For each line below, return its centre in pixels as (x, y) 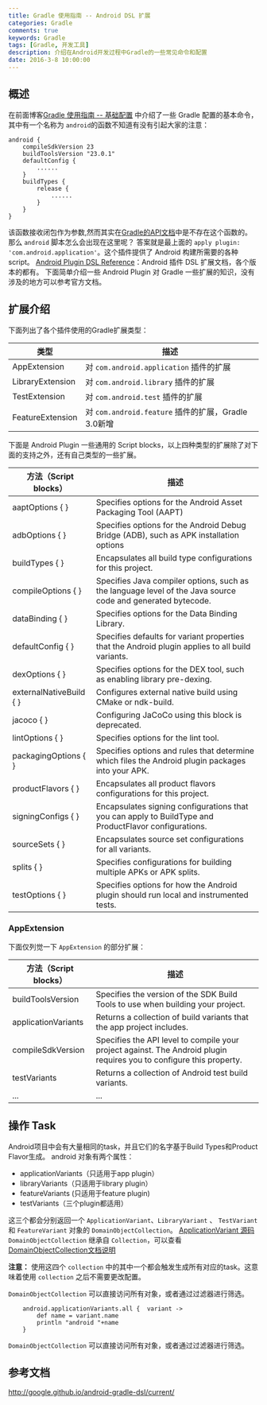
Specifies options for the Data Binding (166, 613)
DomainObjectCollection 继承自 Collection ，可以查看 (95, 1240)
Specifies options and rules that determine (175, 751)
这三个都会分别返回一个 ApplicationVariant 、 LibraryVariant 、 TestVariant (133, 1220)
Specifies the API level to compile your (168, 1040)
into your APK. (122, 770)
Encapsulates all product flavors (156, 783)
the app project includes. (142, 1027)
